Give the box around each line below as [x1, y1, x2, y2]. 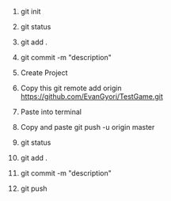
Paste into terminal [20, 107, 82, 116]
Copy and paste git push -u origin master [20, 123, 155, 131]
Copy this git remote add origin [20, 83, 122, 93]
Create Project [20, 68, 68, 78]
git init [20, 7, 41, 16]
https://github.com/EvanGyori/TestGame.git [20, 92, 163, 101]
